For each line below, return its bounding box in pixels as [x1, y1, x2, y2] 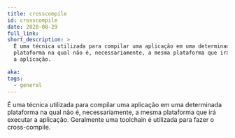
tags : [7, 75, 23, 82]
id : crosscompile [7, 17, 58, 24]
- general [13, 81, 42, 88]
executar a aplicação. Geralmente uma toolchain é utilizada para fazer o [7, 116, 215, 124]
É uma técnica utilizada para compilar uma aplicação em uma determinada [7, 101, 222, 109]
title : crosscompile [7, 10, 68, 18]
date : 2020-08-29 [7, 23, 58, 30]
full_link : [7, 29, 39, 37]
